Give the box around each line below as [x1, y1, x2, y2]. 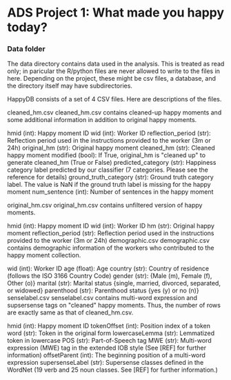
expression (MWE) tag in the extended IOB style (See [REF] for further [7, 343, 207, 352]
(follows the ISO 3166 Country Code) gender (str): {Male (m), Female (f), [7, 272, 212, 280]
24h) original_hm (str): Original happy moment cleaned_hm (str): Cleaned [7, 143, 215, 152]
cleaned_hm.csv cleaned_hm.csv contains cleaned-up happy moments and [7, 108, 222, 117]
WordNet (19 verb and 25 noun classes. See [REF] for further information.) [7, 366, 219, 374]
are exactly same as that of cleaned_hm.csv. [7, 308, 134, 317]
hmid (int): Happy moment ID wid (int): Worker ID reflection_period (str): [7, 129, 212, 137]
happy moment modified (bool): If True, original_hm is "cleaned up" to [7, 151, 205, 159]
